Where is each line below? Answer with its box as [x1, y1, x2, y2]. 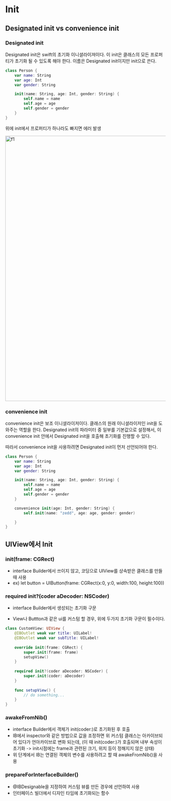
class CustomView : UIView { [5, 626, 65, 631]
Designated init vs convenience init [5, 24, 120, 33]
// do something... [23, 692, 65, 698]
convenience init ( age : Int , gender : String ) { [14, 506, 115, 511]
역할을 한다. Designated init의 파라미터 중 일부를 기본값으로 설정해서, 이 [18, 427, 161, 433]
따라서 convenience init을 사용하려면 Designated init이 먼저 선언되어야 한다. [5, 443, 158, 450]
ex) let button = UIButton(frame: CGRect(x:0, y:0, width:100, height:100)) [12, 580, 164, 586]
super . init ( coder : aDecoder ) [23, 673, 85, 679]
